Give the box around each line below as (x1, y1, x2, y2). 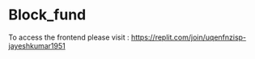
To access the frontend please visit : (8, 32, 130, 42)
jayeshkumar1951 (8, 40, 66, 50)
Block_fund (8, 6, 87, 24)
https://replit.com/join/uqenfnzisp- (130, 32, 247, 42)
